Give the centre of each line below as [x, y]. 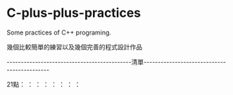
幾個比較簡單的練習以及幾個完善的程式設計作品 [74, 46]
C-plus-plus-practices [74, 13]
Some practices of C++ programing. [59, 32]
